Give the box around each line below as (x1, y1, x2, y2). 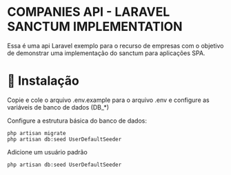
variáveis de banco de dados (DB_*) (7, 103, 109, 111)
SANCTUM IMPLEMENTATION (7, 19, 183, 34)
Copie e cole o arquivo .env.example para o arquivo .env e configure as (7, 96, 210, 104)
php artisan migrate (7, 130, 67, 136)
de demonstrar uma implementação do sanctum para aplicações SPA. (7, 49, 205, 57)
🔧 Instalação (7, 73, 79, 89)
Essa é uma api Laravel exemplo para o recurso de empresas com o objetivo (7, 41, 224, 50)
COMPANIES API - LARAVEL (7, 4, 170, 20)
